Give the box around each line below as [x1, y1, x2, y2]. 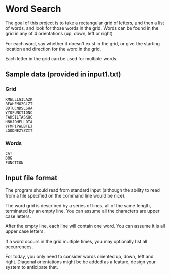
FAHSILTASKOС [5, 114, 33, 120]
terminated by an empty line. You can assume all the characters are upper [5, 208, 160, 214]
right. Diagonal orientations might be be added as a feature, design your [5, 259, 156, 265]
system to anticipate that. [5, 264, 58, 270]
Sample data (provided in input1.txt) [5, 70, 121, 79]
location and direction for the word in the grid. [5, 46, 101, 52]
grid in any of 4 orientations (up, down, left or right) [5, 30, 113, 36]
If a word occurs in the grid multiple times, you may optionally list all [5, 238, 147, 244]
